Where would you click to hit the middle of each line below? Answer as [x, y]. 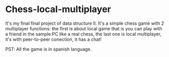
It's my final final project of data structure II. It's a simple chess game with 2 [85, 23]
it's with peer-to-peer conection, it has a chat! [53, 39]
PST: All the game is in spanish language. [49, 49]
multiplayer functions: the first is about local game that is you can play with [84, 28]
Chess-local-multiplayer [58, 9]
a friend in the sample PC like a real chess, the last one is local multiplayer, [83, 34]
